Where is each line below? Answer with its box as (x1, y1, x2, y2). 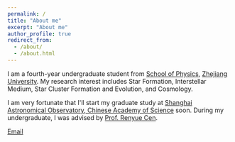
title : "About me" (7, 17, 62, 24)
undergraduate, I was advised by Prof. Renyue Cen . (7, 113, 158, 121)
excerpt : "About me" (7, 23, 69, 31)
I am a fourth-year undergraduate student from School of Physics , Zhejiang (7, 69, 228, 78)
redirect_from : (7, 37, 53, 44)
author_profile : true (7, 30, 72, 38)
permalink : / (7, 10, 46, 18)
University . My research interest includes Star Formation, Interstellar (7, 77, 207, 85)
